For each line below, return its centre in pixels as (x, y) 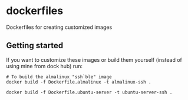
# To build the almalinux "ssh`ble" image (59, 77)
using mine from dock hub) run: (44, 66)
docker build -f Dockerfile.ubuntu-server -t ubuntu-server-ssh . (89, 92)
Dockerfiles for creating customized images (59, 27)
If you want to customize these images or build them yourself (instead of (94, 59)
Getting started (35, 46)
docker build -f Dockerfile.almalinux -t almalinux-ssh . (79, 82)
